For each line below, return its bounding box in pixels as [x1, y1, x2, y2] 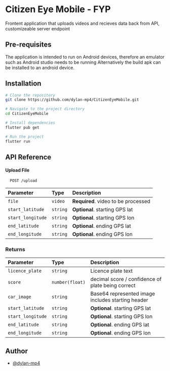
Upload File [5, 167, 30, 173]
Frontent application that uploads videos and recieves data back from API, [5, 20, 160, 26]
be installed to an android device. [5, 64, 75, 70]
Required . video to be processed [72, 198, 151, 205]
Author [5, 347, 28, 355]
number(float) [51, 279, 86, 285]
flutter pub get [5, 125, 39, 130]
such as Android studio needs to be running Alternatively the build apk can [5, 59, 161, 65]
